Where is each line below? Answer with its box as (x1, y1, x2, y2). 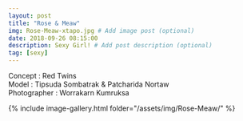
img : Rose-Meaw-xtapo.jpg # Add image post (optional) (8, 26, 195, 34)
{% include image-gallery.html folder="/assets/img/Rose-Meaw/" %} (8, 103, 236, 113)
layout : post (8, 11, 52, 20)
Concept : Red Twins (8, 71, 78, 80)
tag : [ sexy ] (8, 49, 48, 57)
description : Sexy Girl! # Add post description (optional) (8, 42, 213, 50)
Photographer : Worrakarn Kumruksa (8, 88, 129, 97)
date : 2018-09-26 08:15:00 (8, 34, 98, 42)
